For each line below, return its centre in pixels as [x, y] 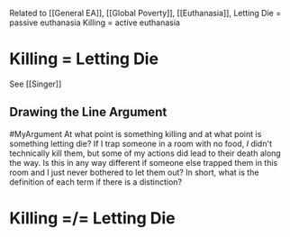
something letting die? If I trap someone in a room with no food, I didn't [141, 143]
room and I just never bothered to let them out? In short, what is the [134, 172]
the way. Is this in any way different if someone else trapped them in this [144, 162]
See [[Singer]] [36, 84]
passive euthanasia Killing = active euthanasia [95, 23]
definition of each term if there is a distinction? [96, 182]
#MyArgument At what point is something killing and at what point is [136, 133]
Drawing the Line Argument [88, 112]
